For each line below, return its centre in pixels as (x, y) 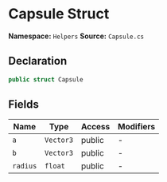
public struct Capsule (46, 79)
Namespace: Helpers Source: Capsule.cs (76, 36)
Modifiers (137, 127)
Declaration (38, 61)
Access (95, 127)
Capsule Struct (59, 14)
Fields (24, 105)
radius (25, 166)
